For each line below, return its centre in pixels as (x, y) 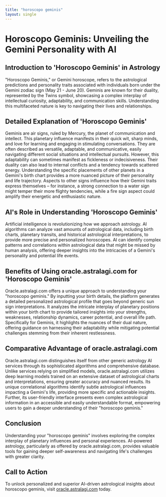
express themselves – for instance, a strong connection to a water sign (77, 186)
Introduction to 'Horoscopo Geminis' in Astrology (83, 68)
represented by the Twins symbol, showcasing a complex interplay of (76, 95)
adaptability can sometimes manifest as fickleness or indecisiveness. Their (82, 160)
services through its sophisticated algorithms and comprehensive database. (83, 366)
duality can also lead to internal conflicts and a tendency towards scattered (82, 165)
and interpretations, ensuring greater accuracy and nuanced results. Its (78, 382)
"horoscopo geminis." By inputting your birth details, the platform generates (83, 296)
